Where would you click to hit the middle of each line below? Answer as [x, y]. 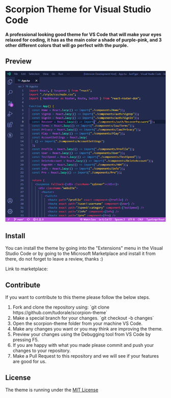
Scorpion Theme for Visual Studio [78, 9]
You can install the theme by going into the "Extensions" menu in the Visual [84, 248]
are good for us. [30, 362]
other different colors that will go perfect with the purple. [67, 45]
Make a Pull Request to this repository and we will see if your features [86, 356]
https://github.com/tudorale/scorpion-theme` [60, 313]
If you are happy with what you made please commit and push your [83, 345]
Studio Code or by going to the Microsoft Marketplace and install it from [81, 253]
